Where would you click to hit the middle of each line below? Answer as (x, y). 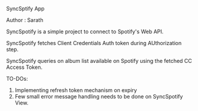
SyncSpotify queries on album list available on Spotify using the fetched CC (99, 61)
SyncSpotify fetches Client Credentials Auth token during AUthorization (94, 43)
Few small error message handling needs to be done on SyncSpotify (99, 96)
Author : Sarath (25, 20)
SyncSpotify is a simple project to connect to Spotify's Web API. (85, 31)
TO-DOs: (17, 79)
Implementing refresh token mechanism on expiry (76, 90)
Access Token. (24, 67)
